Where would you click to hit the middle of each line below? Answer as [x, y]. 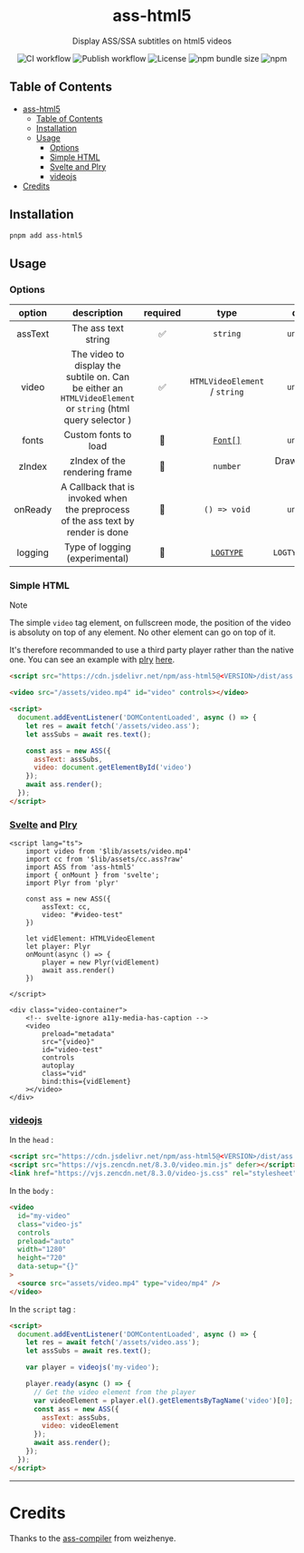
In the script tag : [43, 1309]
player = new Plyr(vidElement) [101, 962]
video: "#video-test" [83, 915]
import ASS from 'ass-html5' [81, 867]
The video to [98, 355]
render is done [98, 532]
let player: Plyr [58, 947]
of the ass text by [98, 521]
